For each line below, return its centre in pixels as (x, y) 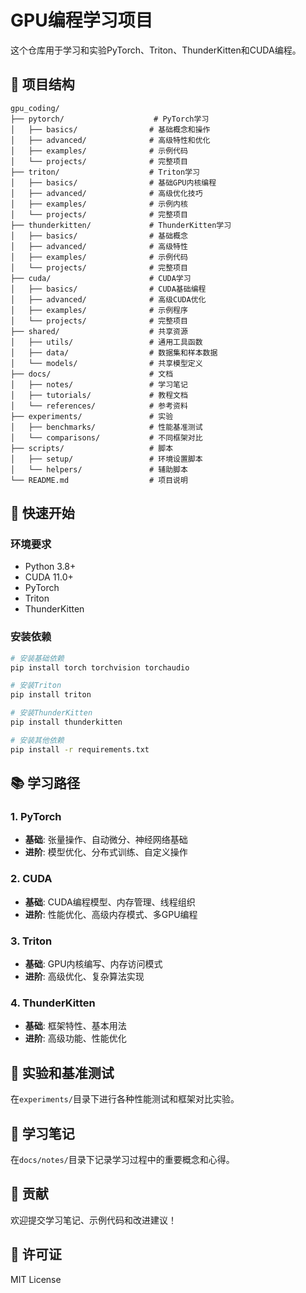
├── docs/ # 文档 (92, 374)
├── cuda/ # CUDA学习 (101, 278)
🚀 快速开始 (42, 513)
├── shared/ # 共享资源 (99, 331)
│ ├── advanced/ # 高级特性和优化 (110, 140)
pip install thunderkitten (66, 722)
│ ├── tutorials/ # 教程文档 (99, 395)
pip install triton (51, 695)
